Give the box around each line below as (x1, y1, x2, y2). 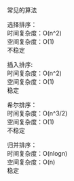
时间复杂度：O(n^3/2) (7, 109, 68, 117)
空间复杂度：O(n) (7, 158, 56, 166)
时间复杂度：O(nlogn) (7, 150, 68, 157)
